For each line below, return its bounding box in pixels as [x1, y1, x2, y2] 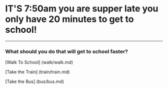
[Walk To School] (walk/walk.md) [5, 59, 73, 65]
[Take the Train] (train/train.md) [5, 69, 70, 75]
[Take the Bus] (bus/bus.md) [5, 79, 64, 85]
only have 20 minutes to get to [5, 13, 134, 25]
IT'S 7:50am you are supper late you [5, 3, 158, 14]
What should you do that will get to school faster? [5, 48, 128, 55]
